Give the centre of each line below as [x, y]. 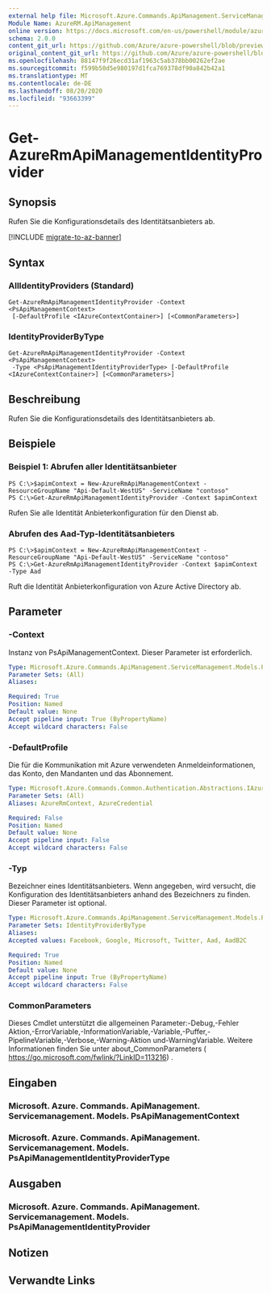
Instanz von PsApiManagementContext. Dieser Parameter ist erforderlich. [130, 652]
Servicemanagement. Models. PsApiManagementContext [124, 1116]
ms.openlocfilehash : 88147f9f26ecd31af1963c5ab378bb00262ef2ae [117, 61]
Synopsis [32, 202]
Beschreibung [44, 399]
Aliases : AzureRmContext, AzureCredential [81, 803]
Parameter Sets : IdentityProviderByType [77, 926]
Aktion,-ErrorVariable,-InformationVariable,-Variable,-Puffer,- [110, 1032]
